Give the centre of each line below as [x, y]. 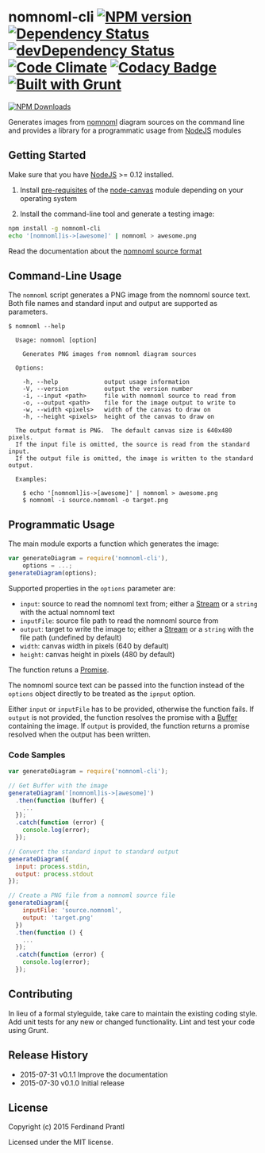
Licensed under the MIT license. [61, 1142]
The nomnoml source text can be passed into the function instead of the [126, 685]
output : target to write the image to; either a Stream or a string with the [136, 629]
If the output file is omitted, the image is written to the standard [134, 458]
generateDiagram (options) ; [53, 573]
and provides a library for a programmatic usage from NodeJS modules [125, 130]
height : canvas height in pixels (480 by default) [97, 654]
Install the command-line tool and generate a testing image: [117, 214]
